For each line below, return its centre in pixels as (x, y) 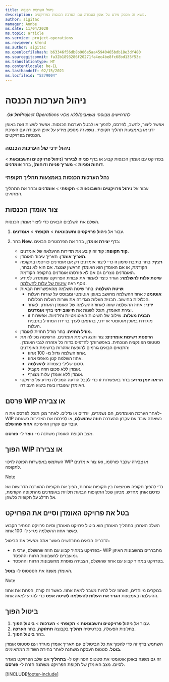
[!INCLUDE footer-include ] (32, 674)
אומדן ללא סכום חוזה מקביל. (54, 369)
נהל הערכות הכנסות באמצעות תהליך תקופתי (57, 178)
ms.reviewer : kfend (26, 43)
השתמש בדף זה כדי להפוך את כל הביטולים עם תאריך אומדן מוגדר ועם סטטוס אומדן (84, 644)
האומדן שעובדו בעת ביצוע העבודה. (53, 385)
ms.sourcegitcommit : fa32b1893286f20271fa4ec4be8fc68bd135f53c (73, 57)
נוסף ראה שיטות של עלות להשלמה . (53, 283)
